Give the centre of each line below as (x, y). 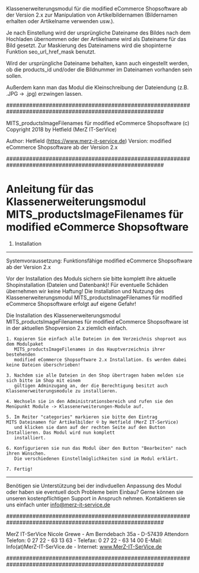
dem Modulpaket (25, 344)
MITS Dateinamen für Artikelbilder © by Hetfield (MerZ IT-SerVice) (92, 422)
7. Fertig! (20, 469)
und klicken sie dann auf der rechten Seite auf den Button (90, 427)
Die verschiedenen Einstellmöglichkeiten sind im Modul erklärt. (96, 458)
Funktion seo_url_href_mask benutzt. (51, 52)
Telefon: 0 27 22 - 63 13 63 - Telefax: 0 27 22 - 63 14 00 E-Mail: (84, 540)
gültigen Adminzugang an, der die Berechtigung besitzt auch (91, 386)
